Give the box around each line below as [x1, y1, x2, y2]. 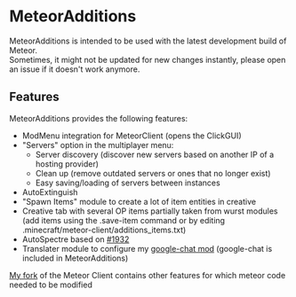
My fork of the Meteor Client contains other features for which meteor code [9, 270, 286, 280]
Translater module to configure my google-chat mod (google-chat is [21, 243, 273, 254]
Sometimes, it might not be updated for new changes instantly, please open [9, 54, 286, 65]
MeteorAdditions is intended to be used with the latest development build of [9, 35, 287, 46]
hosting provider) [35, 158, 100, 169]
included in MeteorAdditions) [21, 253, 129, 263]
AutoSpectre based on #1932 [21, 233, 130, 245]
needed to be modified [9, 279, 93, 290]
